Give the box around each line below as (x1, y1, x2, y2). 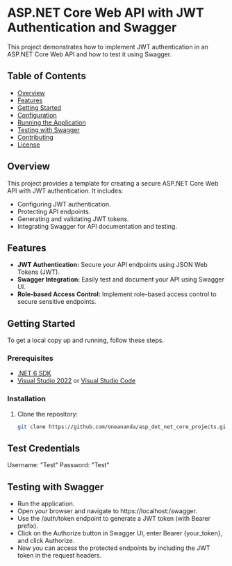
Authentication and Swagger (7, 19, 177, 35)
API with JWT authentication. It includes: (7, 186, 124, 195)
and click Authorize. (17, 537, 75, 545)
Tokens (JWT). (17, 268, 60, 276)
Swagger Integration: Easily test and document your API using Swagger (17, 275, 224, 284)
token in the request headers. (17, 551, 102, 560)
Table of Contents (7, 70, 87, 82)
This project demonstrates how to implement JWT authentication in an (7, 42, 208, 51)
